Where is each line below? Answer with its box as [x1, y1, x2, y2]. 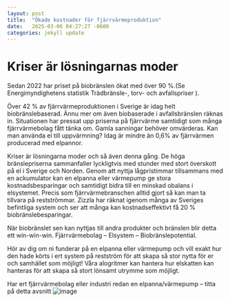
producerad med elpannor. [7, 139, 83, 147]
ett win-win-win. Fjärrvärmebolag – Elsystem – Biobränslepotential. [7, 231, 198, 239]
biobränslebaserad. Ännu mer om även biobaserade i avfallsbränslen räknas [7, 109, 224, 118]
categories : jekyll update [7, 29, 85, 36]
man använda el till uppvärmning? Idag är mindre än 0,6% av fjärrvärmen [7, 131, 214, 140]
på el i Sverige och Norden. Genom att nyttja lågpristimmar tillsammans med [7, 166, 224, 175]
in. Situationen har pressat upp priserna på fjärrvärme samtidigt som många [7, 117, 222, 125]
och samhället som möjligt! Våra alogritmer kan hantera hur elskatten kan [7, 259, 215, 268]
